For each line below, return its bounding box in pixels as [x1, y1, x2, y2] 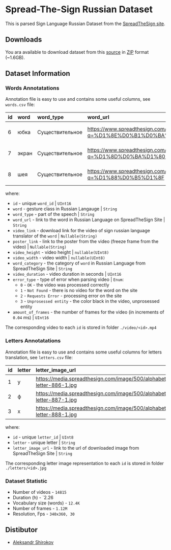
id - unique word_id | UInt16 [12, 201, 71, 207]
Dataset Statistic [5, 477, 47, 485]
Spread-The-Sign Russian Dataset [5, 4, 153, 15]
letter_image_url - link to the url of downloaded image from [12, 445, 139, 451]
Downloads [5, 35, 42, 44]
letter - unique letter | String [12, 439, 75, 446]
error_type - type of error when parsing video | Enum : [12, 276, 124, 282]
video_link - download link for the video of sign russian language [12, 228, 150, 234]
